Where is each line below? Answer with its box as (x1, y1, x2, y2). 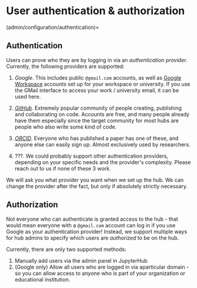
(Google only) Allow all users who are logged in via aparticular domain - (14, 263, 189, 270)
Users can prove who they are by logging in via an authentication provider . (6, 56, 188, 63)
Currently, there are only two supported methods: (6, 246, 127, 253)
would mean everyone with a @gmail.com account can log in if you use (6, 221, 176, 228)
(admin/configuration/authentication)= (6, 24, 99, 31)
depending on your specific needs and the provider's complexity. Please (14, 158, 191, 166)
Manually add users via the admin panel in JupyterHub (14, 257, 147, 264)
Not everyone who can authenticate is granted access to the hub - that (6, 215, 179, 222)
